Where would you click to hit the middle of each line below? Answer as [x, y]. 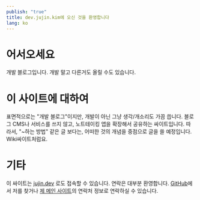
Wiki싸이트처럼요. [27, 139]
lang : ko [17, 23]
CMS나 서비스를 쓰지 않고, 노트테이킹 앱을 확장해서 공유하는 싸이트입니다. [98, 124]
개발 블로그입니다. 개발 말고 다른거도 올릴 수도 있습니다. [71, 72]
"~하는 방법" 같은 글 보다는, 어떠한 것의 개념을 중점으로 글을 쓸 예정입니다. [105, 132]
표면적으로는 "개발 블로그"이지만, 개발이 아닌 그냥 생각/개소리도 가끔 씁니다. [95, 117]
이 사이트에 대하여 [47, 99]
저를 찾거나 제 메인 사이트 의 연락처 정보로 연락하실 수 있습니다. [85, 191]
